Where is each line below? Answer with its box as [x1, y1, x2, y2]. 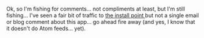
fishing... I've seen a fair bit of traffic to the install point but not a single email [6, 12, 199, 19]
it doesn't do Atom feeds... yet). [6, 25, 86, 32]
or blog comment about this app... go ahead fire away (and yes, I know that [6, 18, 195, 25]
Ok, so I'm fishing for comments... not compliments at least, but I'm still [6, 6, 185, 12]
